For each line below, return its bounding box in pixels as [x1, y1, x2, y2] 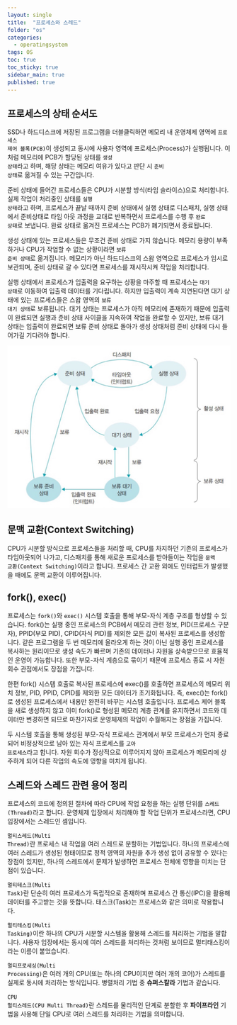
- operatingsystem [13, 41, 69, 49]
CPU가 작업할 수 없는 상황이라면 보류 [25, 245, 127, 254]
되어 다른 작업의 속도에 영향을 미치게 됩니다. [25, 756, 147, 765]
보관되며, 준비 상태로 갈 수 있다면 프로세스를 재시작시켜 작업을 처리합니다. [7, 263, 209, 271]
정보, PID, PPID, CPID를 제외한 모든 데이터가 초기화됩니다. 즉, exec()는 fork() [14, 688, 229, 697]
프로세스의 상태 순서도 [7, 107, 98, 120]
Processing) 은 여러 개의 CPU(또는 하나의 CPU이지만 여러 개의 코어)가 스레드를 [7, 970, 226, 978]
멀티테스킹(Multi [7, 922, 51, 929]
